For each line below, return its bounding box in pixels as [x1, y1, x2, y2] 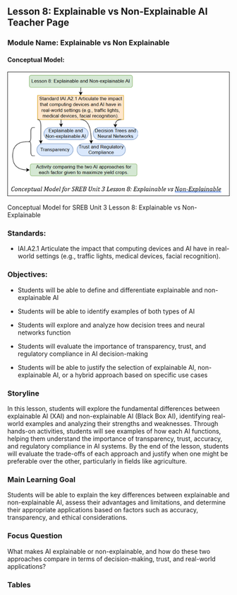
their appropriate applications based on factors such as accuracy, [7, 506, 199, 514]
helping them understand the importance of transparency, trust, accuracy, [7, 434, 223, 443]
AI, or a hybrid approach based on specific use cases [52, 371, 208, 379]
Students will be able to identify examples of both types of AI [17, 307, 195, 316]
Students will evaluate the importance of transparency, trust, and [17, 342, 207, 350]
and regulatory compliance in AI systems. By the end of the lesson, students [7, 442, 229, 451]
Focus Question [7, 531, 63, 541]
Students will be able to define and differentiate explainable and [17, 286, 203, 294]
